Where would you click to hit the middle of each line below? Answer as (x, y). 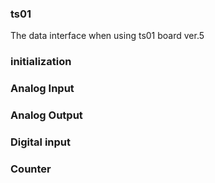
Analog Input (42, 89)
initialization (41, 62)
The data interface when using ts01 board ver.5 (107, 36)
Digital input (40, 142)
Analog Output (46, 115)
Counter (31, 169)
